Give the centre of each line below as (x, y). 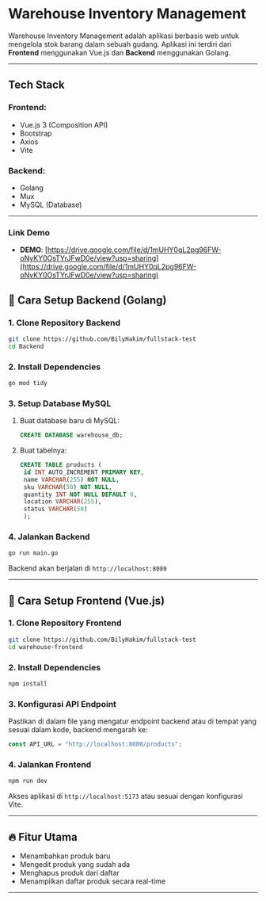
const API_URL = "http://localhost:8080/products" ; (95, 744)
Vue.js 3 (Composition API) (64, 124)
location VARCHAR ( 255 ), (63, 502)
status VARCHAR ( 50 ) (55, 509)
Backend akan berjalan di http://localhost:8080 (88, 568)
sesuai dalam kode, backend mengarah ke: (78, 730)
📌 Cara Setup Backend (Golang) (87, 300)
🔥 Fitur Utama (43, 837)
